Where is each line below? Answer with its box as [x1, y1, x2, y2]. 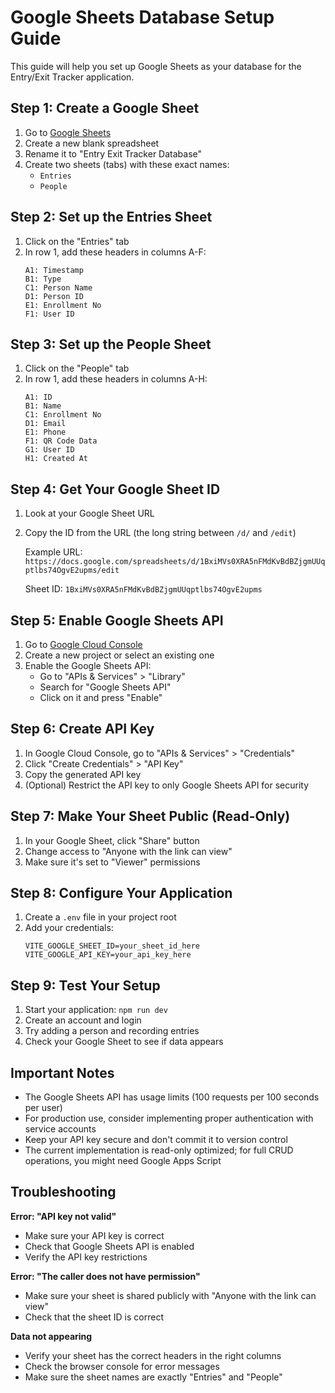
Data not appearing [10, 1330, 93, 1342]
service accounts [24, 1123, 97, 1135]
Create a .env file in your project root [24, 911, 177, 923]
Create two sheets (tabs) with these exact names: [24, 158, 230, 170]
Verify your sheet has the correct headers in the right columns [24, 1349, 282, 1361]
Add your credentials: [24, 922, 114, 934]
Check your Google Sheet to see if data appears [24, 1036, 224, 1048]
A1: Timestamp [24, 265, 84, 275]
